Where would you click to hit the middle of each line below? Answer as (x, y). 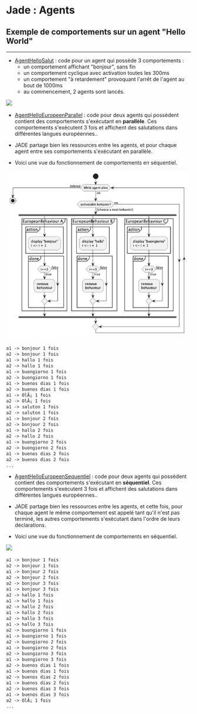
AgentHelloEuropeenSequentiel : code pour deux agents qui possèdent (101, 476)
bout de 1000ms (43, 85)
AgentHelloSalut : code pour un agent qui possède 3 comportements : (99, 60)
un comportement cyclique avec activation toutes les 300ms (96, 73)
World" (20, 41)
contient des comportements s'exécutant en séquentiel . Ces (88, 483)
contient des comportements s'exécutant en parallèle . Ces (86, 121)
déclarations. (30, 525)
